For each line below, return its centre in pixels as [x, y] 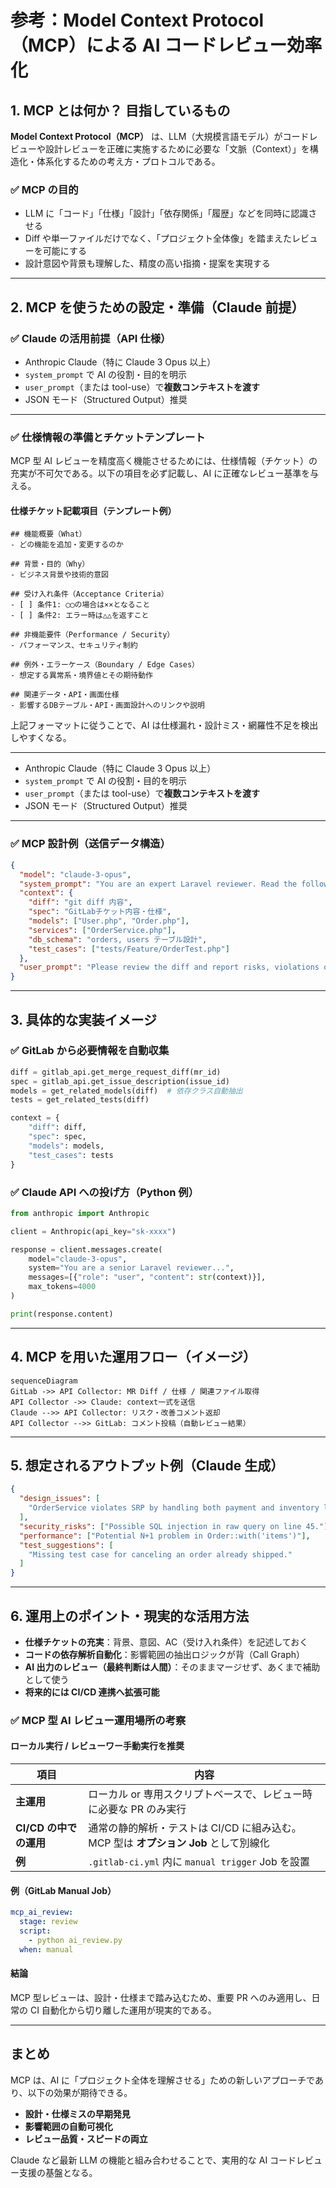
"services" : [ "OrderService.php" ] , [102, 930]
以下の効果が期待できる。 [80, 2092]
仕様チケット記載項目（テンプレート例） [93, 510]
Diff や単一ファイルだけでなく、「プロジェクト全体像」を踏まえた [158, 238]
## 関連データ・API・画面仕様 [65, 695]
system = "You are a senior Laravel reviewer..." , [131, 1268]
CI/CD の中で [46, 1828]
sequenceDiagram [44, 1381]
